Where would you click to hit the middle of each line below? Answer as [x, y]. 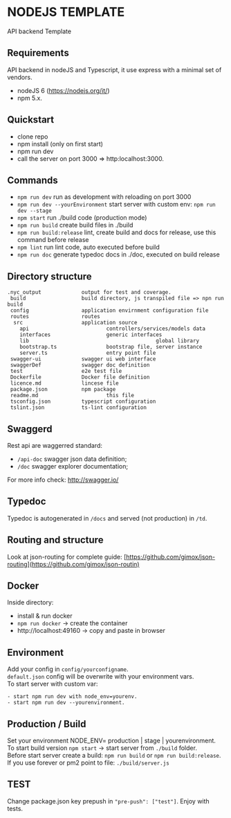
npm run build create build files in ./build [75, 225]
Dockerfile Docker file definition [80, 377]
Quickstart [31, 120]
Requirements [38, 53]
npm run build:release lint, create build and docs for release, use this [117, 232]
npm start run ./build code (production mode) [82, 218]
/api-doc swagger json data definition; [72, 459]
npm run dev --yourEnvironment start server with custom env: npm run [116, 204]
